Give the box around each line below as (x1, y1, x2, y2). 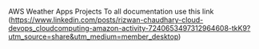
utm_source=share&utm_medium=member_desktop (8, 32, 179, 41)
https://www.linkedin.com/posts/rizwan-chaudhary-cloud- (10, 15, 204, 24)
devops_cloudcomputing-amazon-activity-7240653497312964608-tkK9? (8, 24, 251, 32)
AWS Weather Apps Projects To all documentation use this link (8, 7, 214, 16)
